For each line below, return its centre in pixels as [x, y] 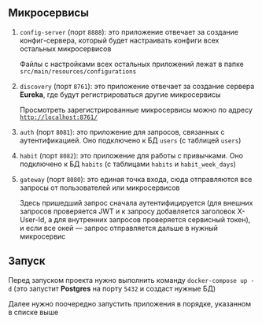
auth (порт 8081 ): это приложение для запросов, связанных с [122, 132]
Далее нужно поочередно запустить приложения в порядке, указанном [130, 303]
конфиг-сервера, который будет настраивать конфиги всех [119, 40]
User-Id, [33, 219]
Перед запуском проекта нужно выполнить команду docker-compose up [128, 280]
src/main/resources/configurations [78, 71]
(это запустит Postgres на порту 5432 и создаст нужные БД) [115, 288]
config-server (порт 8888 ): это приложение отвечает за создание [129, 32]
